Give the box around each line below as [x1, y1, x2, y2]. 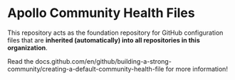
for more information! [165, 64, 228, 73]
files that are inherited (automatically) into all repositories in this [7, 35, 201, 44]
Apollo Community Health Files [7, 5, 195, 21]
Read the [7, 57, 34, 65]
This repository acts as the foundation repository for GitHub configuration [7, 28, 224, 37]
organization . [7, 43, 48, 52]
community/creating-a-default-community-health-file [7, 64, 164, 73]
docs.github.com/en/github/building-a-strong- [35, 57, 172, 65]
